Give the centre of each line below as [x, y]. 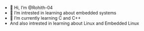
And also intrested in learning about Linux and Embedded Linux [74, 23]
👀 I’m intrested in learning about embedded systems [63, 13]
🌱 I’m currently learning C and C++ [45, 18]
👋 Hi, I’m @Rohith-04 [31, 8]
